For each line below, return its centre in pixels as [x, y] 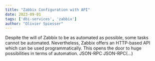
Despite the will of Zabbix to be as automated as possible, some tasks [77, 38]
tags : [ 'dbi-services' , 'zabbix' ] [41, 19]
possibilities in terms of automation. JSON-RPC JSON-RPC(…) [69, 54]
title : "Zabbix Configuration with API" [48, 10]
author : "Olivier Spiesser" [34, 24]
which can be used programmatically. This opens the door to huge [74, 48]
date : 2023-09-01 [23, 14]
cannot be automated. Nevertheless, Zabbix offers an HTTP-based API [78, 43]
